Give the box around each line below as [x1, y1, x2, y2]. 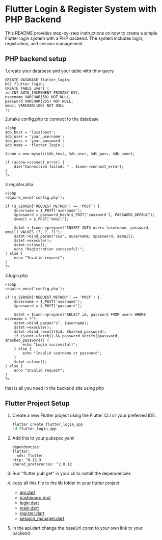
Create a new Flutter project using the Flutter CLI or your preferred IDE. [12, 412, 156, 418]
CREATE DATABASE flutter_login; [5, 77, 71, 82]
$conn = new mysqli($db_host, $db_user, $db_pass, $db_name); [5, 151, 135, 156]
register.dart [19, 511, 45, 516]
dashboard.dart [19, 495, 51, 501]
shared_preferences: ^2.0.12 [12, 462, 72, 467]
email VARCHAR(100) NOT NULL [5, 103, 65, 108]
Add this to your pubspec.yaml [12, 435, 75, 441]
